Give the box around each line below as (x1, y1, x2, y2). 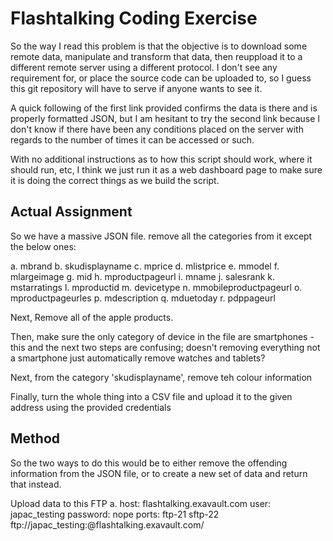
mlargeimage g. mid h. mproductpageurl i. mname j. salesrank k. (10, 270, 276, 282)
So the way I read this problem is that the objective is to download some (10, 40, 308, 52)
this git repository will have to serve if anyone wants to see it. (10, 82, 263, 94)
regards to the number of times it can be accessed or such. (10, 133, 255, 146)
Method (10, 430, 61, 447)
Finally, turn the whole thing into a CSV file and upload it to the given (10, 390, 293, 402)
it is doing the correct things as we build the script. (10, 174, 220, 186)
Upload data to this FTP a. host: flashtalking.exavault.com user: (10, 497, 272, 509)
